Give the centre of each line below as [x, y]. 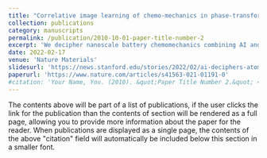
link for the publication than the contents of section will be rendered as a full [133, 113]
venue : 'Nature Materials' [53, 60]
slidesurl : [26, 67]
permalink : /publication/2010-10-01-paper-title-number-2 [106, 38]
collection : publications [51, 23]
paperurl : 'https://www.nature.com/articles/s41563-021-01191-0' [118, 75]
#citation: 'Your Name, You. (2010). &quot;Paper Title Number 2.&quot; [131, 82]
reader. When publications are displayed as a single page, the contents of [129, 130]
